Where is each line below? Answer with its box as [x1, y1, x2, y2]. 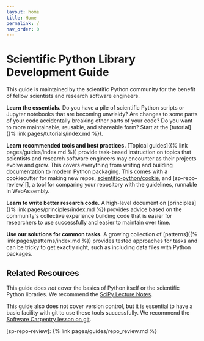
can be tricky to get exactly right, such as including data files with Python [6, 244, 191, 251]
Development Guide [6, 66, 109, 80]
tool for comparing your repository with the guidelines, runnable [36, 181, 197, 189]
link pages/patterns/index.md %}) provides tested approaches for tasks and [6, 237, 198, 245]
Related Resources [6, 268, 79, 279]
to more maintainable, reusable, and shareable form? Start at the [6, 124, 169, 131]
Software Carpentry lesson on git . [6, 316, 92, 323]
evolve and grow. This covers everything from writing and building [6, 162, 173, 169]
